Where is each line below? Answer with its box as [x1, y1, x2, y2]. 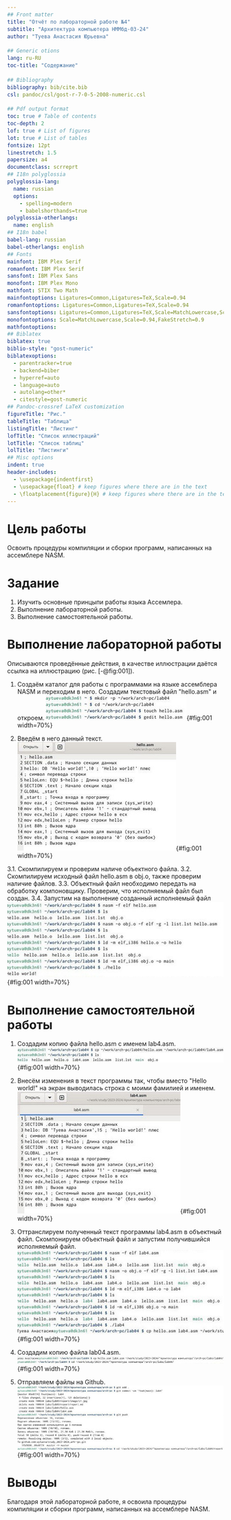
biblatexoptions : [7, 353, 57, 360]
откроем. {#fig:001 [16, 714, 212, 722]
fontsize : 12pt [7, 142, 51, 149]
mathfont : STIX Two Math [7, 287, 78, 294]
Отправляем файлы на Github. [16, 1377, 106, 1386]
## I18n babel [7, 229, 48, 236]
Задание [7, 575, 60, 591]
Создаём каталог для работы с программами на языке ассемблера [16, 680, 218, 689]
